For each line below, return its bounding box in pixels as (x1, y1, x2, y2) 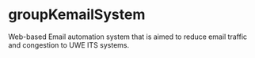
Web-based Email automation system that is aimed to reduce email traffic (8, 32, 248, 41)
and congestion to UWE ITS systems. (8, 40, 130, 49)
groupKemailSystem (8, 6, 146, 24)
